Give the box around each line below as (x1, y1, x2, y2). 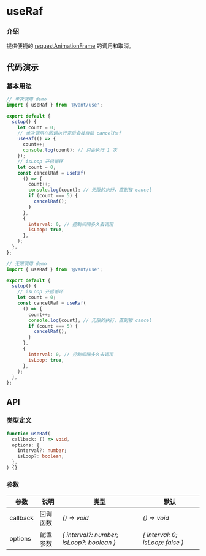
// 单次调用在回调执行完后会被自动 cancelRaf (17, 130, 122, 136)
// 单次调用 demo (6, 96, 47, 102)
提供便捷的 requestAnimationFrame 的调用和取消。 (6, 42, 135, 50)
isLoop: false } (142, 538, 184, 547)
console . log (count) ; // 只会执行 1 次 (22, 147, 118, 154)
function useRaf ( (6, 430, 51, 437)
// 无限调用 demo (6, 260, 47, 267)
